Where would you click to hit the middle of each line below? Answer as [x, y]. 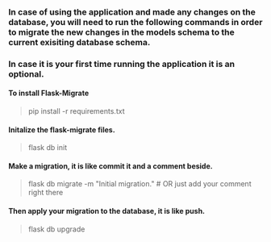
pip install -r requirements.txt [76, 111]
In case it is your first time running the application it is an [122, 64]
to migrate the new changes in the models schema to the [122, 32]
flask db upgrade [56, 229]
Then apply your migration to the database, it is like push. [107, 211]
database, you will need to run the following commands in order [135, 22]
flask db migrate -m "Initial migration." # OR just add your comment [140, 184]
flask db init [47, 148]
